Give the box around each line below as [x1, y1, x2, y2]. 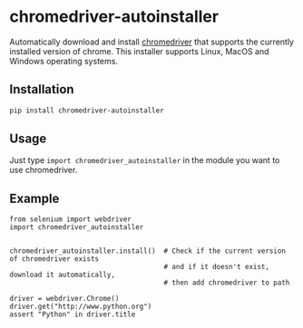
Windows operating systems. [9, 55, 118, 66]
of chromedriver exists [9, 255, 100, 264]
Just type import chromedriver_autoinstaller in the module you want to [9, 155, 280, 166]
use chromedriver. [9, 165, 78, 176]
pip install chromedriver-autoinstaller [9, 106, 165, 115]
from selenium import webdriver [9, 215, 132, 224]
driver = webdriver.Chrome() [9, 294, 120, 304]
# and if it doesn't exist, [163, 263, 270, 272]
